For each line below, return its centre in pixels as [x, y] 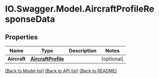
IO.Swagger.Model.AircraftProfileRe [80, 9]
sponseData [30, 19]
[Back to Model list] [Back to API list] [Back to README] [61, 71]
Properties [21, 37]
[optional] [112, 59]
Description [83, 51]
